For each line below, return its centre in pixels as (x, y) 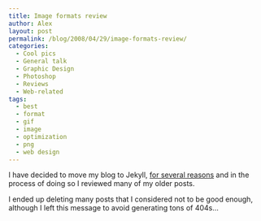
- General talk (41, 62)
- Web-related (39, 91)
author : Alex (30, 24)
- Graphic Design (45, 69)
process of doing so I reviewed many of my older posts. (102, 184)
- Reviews (32, 84)
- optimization (41, 136)
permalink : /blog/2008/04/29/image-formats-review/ (98, 39)
